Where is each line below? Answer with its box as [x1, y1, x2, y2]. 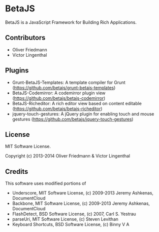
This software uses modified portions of [5, 181, 86, 187]
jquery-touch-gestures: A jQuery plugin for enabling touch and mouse [12, 111, 154, 116]
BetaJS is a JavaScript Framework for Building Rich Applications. [5, 19, 137, 25]
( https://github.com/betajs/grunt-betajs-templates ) [12, 84, 116, 90]
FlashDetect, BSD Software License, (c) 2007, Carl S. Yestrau [12, 211, 136, 217]
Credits [5, 167, 29, 176]
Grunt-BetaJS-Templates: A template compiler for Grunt [12, 79, 126, 85]
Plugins [5, 66, 29, 75]
